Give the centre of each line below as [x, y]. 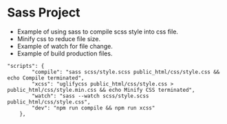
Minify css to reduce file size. [59, 38]
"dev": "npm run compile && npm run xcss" [94, 108]
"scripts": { [26, 66]
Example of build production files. [65, 53]
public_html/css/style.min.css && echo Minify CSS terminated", [101, 90]
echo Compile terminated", [46, 78]
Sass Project [44, 13]
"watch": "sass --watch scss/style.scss [90, 96]
